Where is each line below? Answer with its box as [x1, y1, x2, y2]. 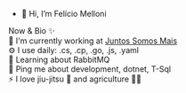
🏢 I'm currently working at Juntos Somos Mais [8, 35, 178, 46]
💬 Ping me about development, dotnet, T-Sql [8, 64, 171, 74]
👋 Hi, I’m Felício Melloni [20, 9, 108, 19]
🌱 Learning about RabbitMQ [8, 54, 110, 65]
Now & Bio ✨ [8, 26, 55, 35]
